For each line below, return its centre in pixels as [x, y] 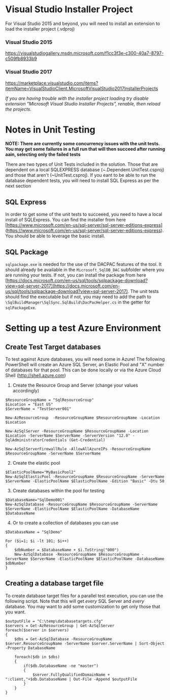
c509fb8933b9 [21, 59]
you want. [16, 612]
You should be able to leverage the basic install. [55, 236]
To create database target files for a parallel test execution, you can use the [84, 596]
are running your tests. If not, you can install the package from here [76, 275]
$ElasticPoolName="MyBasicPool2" [41, 472]
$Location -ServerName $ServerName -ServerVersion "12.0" [68, 436]
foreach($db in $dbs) [37, 657]
